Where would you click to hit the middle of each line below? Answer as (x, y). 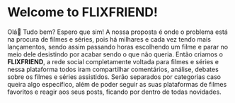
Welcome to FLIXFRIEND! (82, 12)
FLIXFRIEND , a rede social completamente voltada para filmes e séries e (113, 61)
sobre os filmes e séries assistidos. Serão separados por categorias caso (114, 77)
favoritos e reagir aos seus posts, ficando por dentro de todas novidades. (114, 92)
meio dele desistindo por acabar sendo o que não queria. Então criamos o (115, 54)
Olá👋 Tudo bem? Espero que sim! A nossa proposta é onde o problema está (117, 32)
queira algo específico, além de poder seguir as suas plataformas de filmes (117, 84)
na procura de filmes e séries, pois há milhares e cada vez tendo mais (109, 39)
